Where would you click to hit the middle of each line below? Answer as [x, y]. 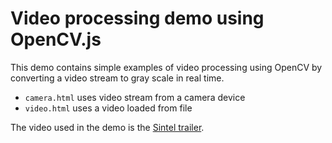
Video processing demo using [137, 18]
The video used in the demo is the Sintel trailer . [107, 127]
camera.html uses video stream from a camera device [135, 97]
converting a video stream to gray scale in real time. [117, 78]
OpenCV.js [56, 39]
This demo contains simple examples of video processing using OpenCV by [166, 67]
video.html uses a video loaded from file [108, 108]
